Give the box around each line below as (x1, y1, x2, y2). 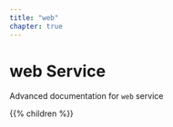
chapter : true (9, 22, 64, 31)
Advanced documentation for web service (9, 91, 164, 102)
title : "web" (9, 13, 59, 23)
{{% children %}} (9, 108, 75, 119)
